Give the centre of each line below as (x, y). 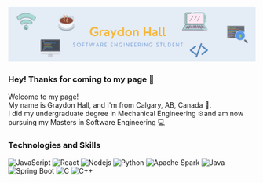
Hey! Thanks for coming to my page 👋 (81, 79)
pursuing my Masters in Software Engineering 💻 (87, 122)
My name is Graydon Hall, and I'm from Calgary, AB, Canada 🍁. (110, 104)
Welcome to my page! (44, 97)
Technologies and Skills (54, 145)
